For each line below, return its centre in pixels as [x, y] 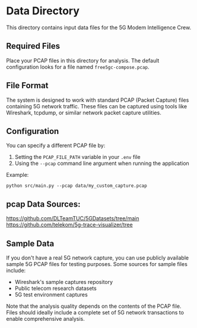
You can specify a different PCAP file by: [56, 146]
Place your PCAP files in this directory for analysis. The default [83, 60]
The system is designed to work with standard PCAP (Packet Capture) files [98, 100]
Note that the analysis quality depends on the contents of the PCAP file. [94, 306]
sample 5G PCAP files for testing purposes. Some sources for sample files [97, 264]
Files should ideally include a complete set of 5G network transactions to [95, 313]
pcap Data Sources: [43, 204]
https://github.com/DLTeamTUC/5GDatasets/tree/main [73, 218]
